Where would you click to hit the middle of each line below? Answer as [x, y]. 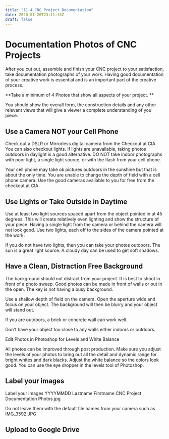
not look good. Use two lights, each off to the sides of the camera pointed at [84, 230]
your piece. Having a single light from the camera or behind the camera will [83, 224]
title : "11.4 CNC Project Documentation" [49, 10]
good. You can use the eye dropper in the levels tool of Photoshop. [75, 365]
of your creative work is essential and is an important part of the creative [81, 80]
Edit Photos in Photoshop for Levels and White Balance [62, 339]
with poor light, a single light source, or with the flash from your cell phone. [83, 160]
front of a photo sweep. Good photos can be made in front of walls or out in [84, 284]
